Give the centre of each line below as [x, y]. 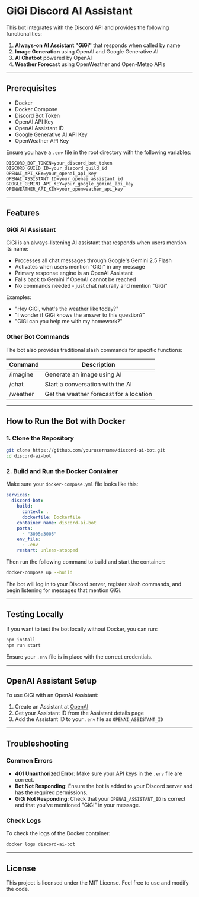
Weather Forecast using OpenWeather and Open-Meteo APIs [90, 64]
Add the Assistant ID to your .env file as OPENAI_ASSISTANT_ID [89, 719]
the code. [18, 889]
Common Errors [29, 760]
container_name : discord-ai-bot [57, 523]
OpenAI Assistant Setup [51, 681]
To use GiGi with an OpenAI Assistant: [52, 695]
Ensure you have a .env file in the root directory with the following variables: [99, 152]
